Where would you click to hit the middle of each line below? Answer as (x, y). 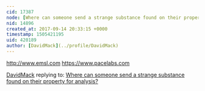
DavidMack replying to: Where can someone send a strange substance (95, 75)
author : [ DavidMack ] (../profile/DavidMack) (63, 46)
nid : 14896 (20, 23)
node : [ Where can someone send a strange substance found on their (94, 18)
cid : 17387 (20, 12)
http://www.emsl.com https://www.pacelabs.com (68, 63)
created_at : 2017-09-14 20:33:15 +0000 (57, 29)
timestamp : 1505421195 (35, 35)
